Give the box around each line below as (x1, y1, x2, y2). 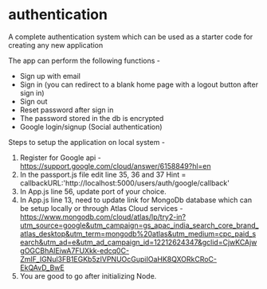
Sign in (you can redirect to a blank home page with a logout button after (19, 80, 259, 89)
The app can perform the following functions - (8, 56, 161, 65)
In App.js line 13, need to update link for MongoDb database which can (19, 195, 253, 205)
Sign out (19, 96, 48, 106)
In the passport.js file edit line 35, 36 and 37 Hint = (19, 170, 187, 179)
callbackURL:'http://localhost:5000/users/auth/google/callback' (19, 178, 230, 188)
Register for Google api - (19, 153, 101, 162)
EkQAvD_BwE (19, 263, 65, 272)
